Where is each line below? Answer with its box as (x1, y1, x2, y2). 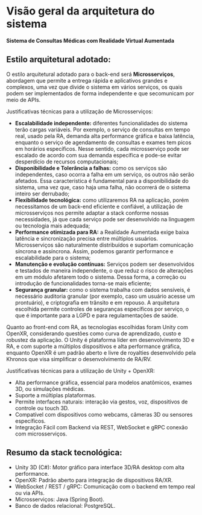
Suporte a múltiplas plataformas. (14, 391, 96, 399)
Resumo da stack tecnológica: (6, 447, 122, 458)
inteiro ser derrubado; (14, 190, 70, 197)
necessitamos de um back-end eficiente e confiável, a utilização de (14, 203, 183, 210)
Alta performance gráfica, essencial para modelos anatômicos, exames (14, 379, 192, 386)
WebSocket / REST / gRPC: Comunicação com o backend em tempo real (14, 482, 195, 490)
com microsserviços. (14, 430, 68, 437)
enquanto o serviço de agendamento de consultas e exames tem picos (14, 139, 192, 146)
